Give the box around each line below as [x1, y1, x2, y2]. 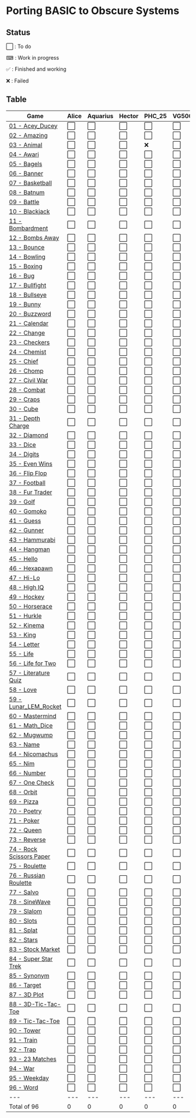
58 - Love [9, 686, 37, 694]
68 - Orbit [9, 788, 38, 796]
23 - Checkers [9, 338, 50, 346]
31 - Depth [9, 414, 41, 422]
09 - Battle [9, 198, 40, 206]
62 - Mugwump [9, 731, 53, 739]
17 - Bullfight [9, 281, 47, 289]
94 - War [9, 1064, 35, 1072]
